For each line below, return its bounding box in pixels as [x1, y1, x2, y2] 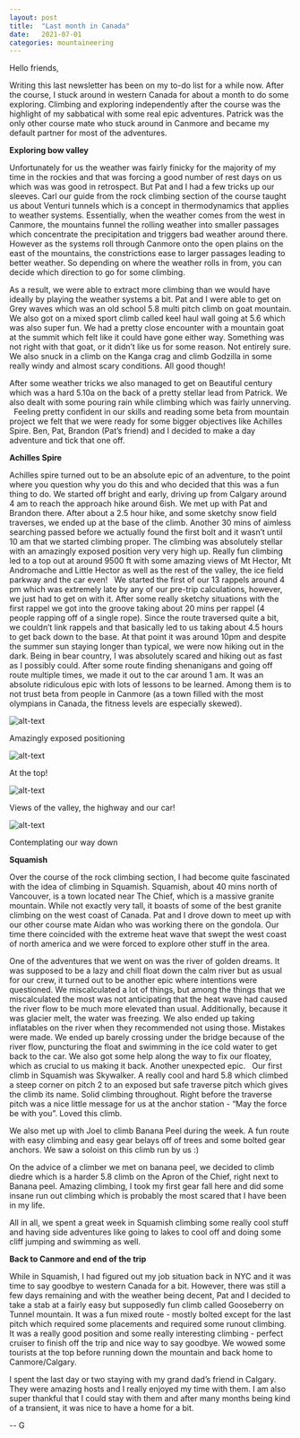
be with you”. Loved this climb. [9, 1108, 123, 1119]
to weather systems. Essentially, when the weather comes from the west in [9, 210, 286, 220]
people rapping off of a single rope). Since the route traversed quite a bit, [9, 613, 279, 624]
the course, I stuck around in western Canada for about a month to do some [9, 90, 289, 100]
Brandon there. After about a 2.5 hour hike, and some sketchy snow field [9, 508, 278, 519]
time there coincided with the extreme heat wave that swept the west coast [9, 929, 287, 940]
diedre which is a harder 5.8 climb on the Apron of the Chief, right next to [9, 1171, 279, 1183]
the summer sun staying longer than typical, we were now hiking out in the [9, 642, 285, 652]
